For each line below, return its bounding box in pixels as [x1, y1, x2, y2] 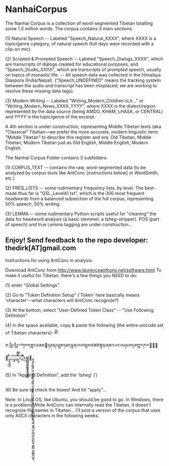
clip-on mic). [5, 46, 32, 52]
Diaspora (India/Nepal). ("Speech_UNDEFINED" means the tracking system [5, 77, 161, 83]
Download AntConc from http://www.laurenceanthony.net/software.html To [5, 267, 161, 273]
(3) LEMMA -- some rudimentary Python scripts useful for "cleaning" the [5, 211, 156, 217]
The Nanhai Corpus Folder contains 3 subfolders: [5, 155, 108, 161]
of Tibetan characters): [5, 329, 53, 336]
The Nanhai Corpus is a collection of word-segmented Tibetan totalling [5, 20, 153, 26]
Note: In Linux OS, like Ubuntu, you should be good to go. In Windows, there [5, 396, 164, 403]
